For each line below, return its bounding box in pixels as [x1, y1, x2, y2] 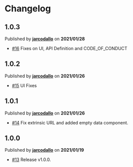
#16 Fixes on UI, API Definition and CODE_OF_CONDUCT [11, 46, 128, 51]
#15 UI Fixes [11, 82, 37, 88]
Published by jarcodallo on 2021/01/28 [4, 36, 85, 42]
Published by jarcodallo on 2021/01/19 [4, 147, 84, 153]
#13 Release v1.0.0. [11, 157, 51, 163]
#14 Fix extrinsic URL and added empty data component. [11, 119, 129, 125]
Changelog [4, 3, 51, 14]
